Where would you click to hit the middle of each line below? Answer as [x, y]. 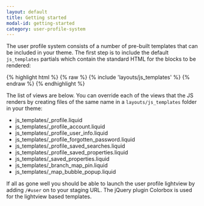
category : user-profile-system [46, 29]
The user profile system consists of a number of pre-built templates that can [102, 46]
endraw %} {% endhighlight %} [46, 84]
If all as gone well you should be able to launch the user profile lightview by [101, 184]
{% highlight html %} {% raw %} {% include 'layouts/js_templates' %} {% [98, 77]
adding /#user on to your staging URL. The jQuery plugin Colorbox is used [99, 190]
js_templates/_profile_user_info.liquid [62, 133]
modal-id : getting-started [40, 23]
